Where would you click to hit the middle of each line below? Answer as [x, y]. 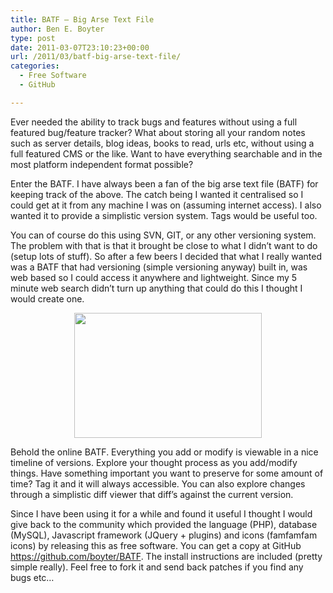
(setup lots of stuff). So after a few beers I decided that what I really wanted [166, 256]
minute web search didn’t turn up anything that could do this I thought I [156, 288]
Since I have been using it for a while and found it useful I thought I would [161, 513]
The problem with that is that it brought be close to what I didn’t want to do [164, 245]
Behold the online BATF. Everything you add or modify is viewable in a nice [164, 452]
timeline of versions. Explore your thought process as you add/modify [154, 462]
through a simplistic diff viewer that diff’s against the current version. [152, 494]
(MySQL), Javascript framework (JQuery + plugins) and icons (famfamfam [164, 535]
